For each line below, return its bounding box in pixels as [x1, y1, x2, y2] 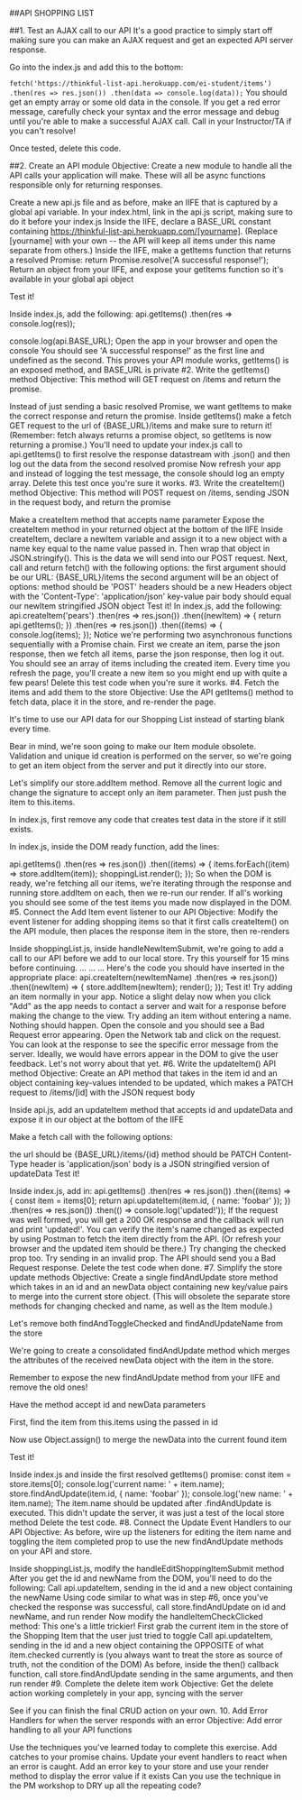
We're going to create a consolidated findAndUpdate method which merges [9, 1345, 290, 1355]
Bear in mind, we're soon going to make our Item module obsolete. [9, 741, 257, 751]
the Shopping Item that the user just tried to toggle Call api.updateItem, [9, 1630, 273, 1640]
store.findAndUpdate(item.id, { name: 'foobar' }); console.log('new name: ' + [9, 1488, 294, 1499]
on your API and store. [9, 1546, 93, 1557]
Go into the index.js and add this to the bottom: [9, 62, 184, 72]
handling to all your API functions [9, 1724, 133, 1735]
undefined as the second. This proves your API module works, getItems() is [9, 355, 289, 365]
